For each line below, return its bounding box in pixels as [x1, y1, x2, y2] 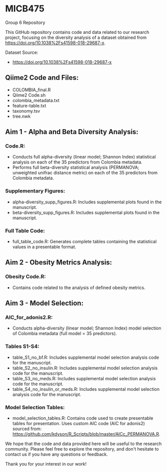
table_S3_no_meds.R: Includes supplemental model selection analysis [12, 375, 156, 381]
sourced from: [12, 426, 42, 432]
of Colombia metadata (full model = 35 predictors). [12, 330, 117, 336]
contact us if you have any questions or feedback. [5, 452, 108, 457]
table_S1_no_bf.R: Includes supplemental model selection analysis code [12, 354, 160, 360]
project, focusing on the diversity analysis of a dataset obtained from [5, 34, 147, 40]
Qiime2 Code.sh [12, 92, 46, 98]
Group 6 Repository [5, 19, 46, 25]
